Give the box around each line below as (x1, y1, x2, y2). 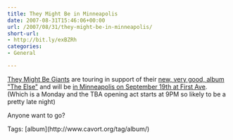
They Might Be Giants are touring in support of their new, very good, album (7, 75, 225, 83)
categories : (7, 43, 42, 50)
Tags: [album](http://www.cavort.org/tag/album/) (7, 125, 150, 133)
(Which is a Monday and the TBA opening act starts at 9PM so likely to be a (7, 89, 227, 98)
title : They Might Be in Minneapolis (7, 10, 118, 18)
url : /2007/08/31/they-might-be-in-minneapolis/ (7, 23, 153, 30)
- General (7, 50, 37, 57)
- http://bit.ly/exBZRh (7, 37, 77, 44)
